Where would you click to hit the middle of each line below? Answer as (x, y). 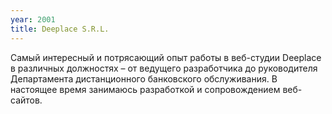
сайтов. (26, 100)
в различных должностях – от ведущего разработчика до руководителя (164, 68)
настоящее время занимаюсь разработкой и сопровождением (145, 89)
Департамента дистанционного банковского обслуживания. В (144, 78)
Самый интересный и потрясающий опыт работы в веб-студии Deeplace (166, 57)
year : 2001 (33, 19)
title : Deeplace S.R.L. (60, 29)
